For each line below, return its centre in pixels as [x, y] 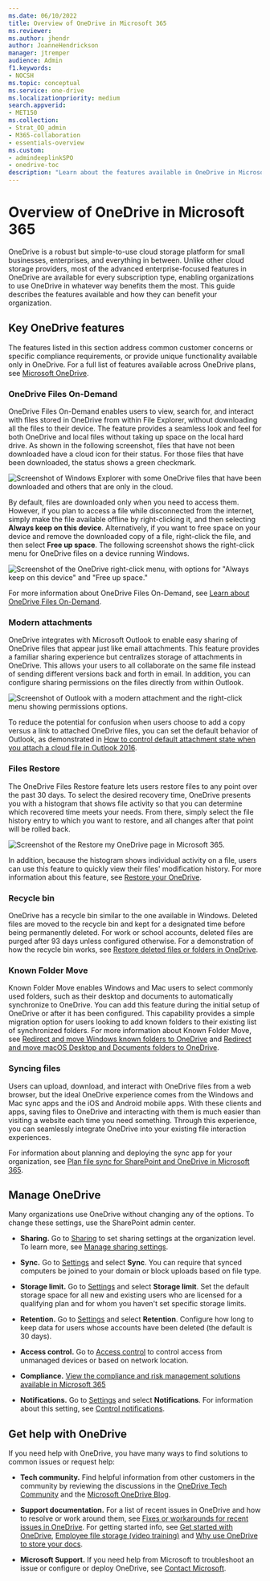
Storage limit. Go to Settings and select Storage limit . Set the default [135, 1287]
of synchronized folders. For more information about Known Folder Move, [130, 1031]
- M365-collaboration [45, 135]
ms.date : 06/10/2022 [43, 16]
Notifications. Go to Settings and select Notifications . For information [136, 1400]
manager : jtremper [39, 53]
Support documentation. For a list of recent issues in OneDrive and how [140, 1510]
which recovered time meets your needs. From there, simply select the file [131, 811]
